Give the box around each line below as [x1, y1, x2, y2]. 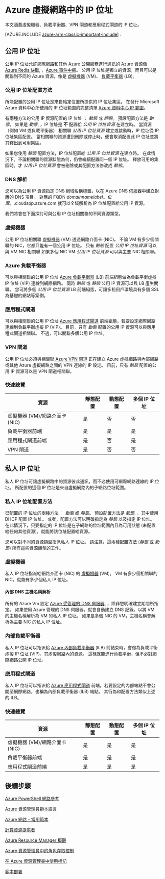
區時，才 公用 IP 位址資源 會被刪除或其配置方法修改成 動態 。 [5, 162, 127, 168]
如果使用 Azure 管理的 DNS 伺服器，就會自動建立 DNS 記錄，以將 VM [14, 607, 155, 613]
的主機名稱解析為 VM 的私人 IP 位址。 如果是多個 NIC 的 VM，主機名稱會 [5, 613, 152, 619]
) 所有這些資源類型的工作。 [9, 545, 64, 551]
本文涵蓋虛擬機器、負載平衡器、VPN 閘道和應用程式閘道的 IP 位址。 [5, 22, 142, 27]
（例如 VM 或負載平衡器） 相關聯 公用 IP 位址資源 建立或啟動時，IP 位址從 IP [5, 128, 159, 133]
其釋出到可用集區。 [5, 140, 44, 146]
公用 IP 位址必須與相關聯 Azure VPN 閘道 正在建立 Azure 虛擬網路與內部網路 [5, 356, 159, 362]
